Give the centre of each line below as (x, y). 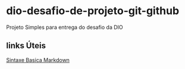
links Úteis (26, 46)
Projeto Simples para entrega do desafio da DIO (65, 27)
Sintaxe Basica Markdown (38, 60)
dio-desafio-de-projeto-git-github (93, 11)
